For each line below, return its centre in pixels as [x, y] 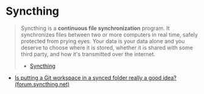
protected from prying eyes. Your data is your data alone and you [103, 41]
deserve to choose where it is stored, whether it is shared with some [107, 48]
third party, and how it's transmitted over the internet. [88, 54]
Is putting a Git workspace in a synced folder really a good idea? [95, 78]
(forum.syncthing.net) [42, 84]
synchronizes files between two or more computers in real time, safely [109, 34]
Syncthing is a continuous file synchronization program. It [95, 28]
